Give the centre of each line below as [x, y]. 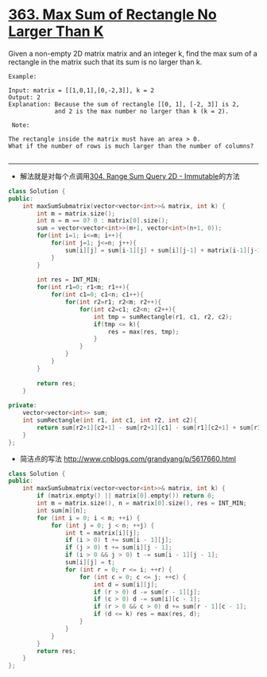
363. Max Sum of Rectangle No [112, 15]
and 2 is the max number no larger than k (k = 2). [141, 111]
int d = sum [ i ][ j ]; [126, 584]
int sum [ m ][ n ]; [62, 510]
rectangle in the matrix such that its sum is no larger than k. [105, 62]
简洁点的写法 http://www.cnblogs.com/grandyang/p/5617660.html [128, 458]
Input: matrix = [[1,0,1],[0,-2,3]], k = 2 [81, 90]
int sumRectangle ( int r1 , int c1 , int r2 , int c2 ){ [110, 420]
